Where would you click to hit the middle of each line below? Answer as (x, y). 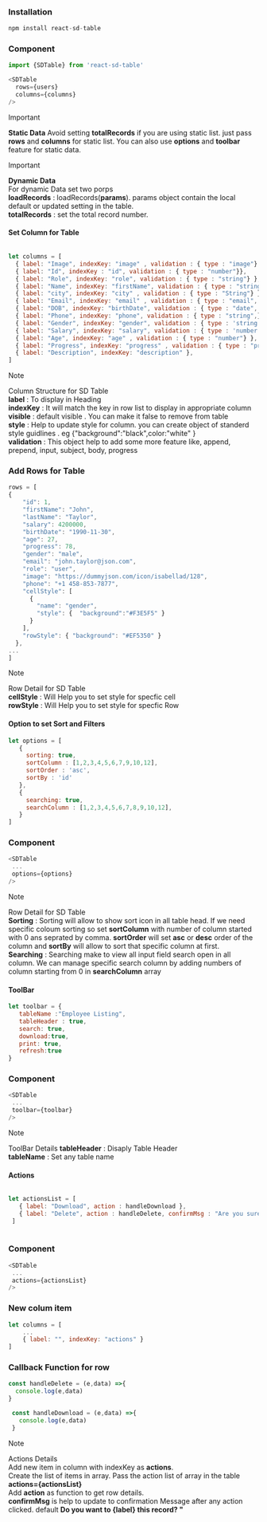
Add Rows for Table (47, 471)
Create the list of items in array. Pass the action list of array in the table (124, 1475)
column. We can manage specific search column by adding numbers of (125, 962)
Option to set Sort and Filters (57, 724)
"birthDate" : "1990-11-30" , (69, 532)
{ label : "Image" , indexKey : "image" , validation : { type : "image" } (137, 264)
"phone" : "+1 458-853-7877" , (71, 584)
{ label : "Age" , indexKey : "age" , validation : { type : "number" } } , (137, 338)
